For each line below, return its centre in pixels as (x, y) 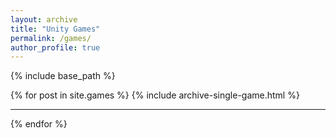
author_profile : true (55, 47)
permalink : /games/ (51, 38)
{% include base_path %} (63, 76)
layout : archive (44, 19)
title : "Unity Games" (55, 29)
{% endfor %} (39, 124)
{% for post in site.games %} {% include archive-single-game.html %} (155, 95)
